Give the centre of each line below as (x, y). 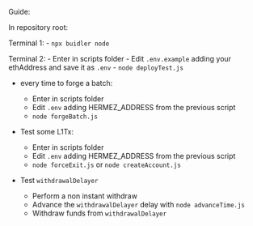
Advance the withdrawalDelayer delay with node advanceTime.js (138, 205)
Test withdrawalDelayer (59, 180)
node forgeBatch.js (65, 117)
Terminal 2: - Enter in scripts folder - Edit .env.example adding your (120, 59)
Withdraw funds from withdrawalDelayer (99, 213)
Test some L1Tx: (47, 132)
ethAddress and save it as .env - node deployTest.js (96, 67)
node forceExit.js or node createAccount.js (107, 164)
